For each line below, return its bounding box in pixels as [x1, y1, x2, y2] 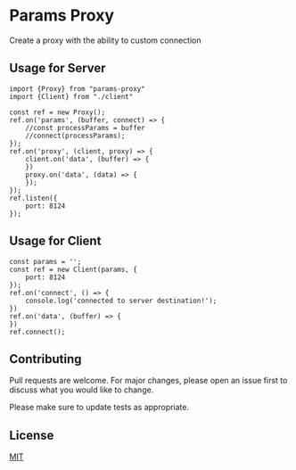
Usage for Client [9, 234, 102, 249]
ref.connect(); [9, 327, 66, 336]
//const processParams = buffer [25, 123, 145, 132]
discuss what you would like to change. [9, 384, 154, 395]
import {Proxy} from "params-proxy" [9, 84, 145, 94]
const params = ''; [9, 257, 82, 266]
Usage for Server [9, 61, 106, 76]
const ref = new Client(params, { [9, 265, 138, 274]
